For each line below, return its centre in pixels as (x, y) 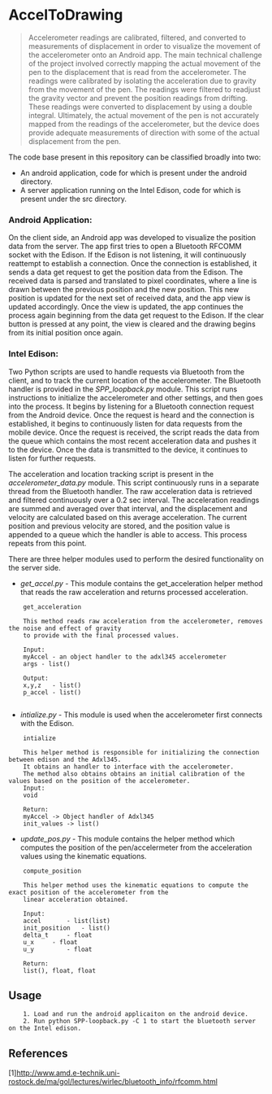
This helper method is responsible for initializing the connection (141, 752)
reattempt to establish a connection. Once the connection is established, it (133, 264)
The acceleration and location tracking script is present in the (111, 474)
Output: (36, 678)
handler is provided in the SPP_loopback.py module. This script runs (123, 389)
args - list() (47, 664)
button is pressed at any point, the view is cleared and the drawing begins (132, 324)
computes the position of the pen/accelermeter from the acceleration (136, 847)
